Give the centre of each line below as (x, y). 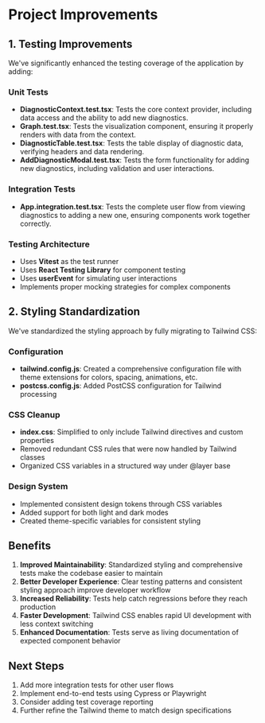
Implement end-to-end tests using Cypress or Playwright (113, 694)
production (38, 607)
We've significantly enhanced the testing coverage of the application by (126, 63)
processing (38, 394)
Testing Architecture (49, 244)
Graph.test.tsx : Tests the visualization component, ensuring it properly (136, 126)
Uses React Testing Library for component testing (103, 270)
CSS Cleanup (35, 414)
